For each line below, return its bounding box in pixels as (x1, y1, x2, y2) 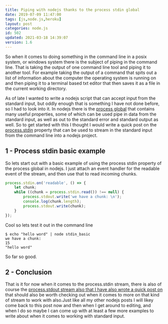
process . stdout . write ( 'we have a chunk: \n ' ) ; (23, 194, 122, 199)
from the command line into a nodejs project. (5, 132, 98, 138)
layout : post (5, 21, 32, 26)
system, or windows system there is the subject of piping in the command (5, 58, 157, 65)
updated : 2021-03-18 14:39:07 (5, 35, 68, 40)
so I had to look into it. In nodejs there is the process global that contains (5, 105, 155, 111)
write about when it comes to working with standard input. (5, 313, 125, 319)
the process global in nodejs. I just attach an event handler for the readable (5, 165, 160, 171)
